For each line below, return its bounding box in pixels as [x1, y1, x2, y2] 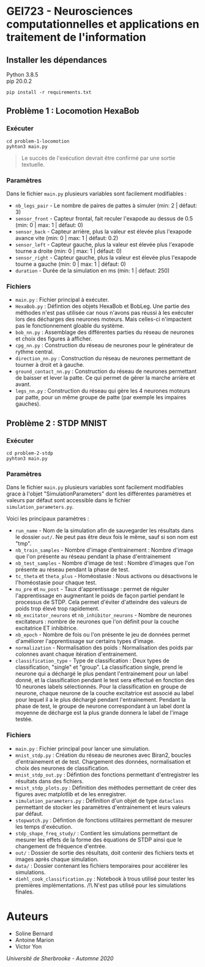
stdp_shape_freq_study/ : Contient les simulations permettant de [15, 829, 178, 837]
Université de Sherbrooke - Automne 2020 [6, 954, 114, 962]
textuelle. [21, 160, 45, 168]
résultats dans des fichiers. [15, 777, 84, 785]
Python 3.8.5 [6, 71, 39, 78]
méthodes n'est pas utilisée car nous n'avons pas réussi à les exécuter [15, 309, 194, 317]
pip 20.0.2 [6, 78, 32, 85]
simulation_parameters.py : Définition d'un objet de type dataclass [15, 797, 184, 804]
